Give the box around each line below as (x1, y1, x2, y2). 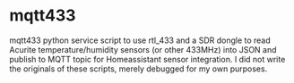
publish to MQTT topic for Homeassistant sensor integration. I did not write (9, 54, 286, 64)
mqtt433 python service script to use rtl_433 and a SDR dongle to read (9, 35, 271, 46)
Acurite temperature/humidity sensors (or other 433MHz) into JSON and (9, 44, 277, 54)
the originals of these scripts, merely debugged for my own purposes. (9, 63, 268, 74)
